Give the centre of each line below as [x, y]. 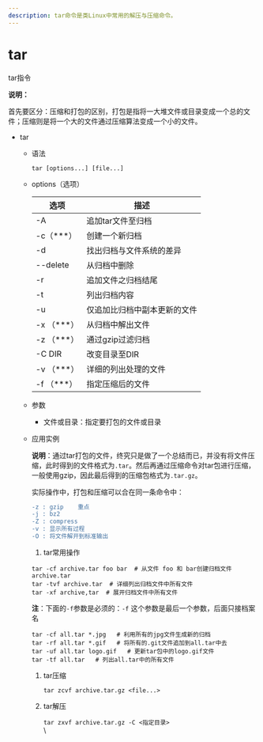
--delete [52, 264]
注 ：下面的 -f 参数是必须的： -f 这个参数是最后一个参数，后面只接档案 [143, 608]
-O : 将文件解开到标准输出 [70, 536]
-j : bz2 [46, 514]
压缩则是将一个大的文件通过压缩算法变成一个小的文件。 [112, 121]
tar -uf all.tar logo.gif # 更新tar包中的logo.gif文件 [123, 651]
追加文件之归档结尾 [122, 280]
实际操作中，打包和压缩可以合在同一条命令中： [107, 492]
